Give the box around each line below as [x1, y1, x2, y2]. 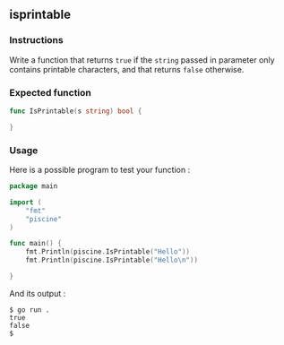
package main [9, 182, 58, 191]
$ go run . [9, 305, 50, 315]
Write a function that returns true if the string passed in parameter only [9, 54, 275, 65]
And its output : [9, 288, 66, 298]
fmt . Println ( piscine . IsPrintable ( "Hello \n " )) [25, 255, 199, 265]
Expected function [9, 86, 92, 99]
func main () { [9, 239, 63, 248]
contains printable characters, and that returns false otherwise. [9, 64, 245, 74]
